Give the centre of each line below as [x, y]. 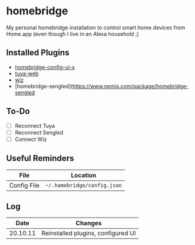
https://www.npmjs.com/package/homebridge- [131, 86]
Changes [89, 223]
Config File [24, 185]
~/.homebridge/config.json [84, 185]
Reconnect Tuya [35, 125]
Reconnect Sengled [39, 132]
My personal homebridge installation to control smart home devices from [96, 27]
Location [83, 175]
